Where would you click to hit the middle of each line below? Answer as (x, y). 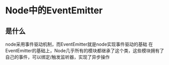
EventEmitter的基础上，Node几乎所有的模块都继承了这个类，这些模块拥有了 (85, 51)
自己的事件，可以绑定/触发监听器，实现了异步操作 (58, 57)
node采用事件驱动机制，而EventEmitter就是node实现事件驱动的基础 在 (79, 44)
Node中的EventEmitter (54, 10)
